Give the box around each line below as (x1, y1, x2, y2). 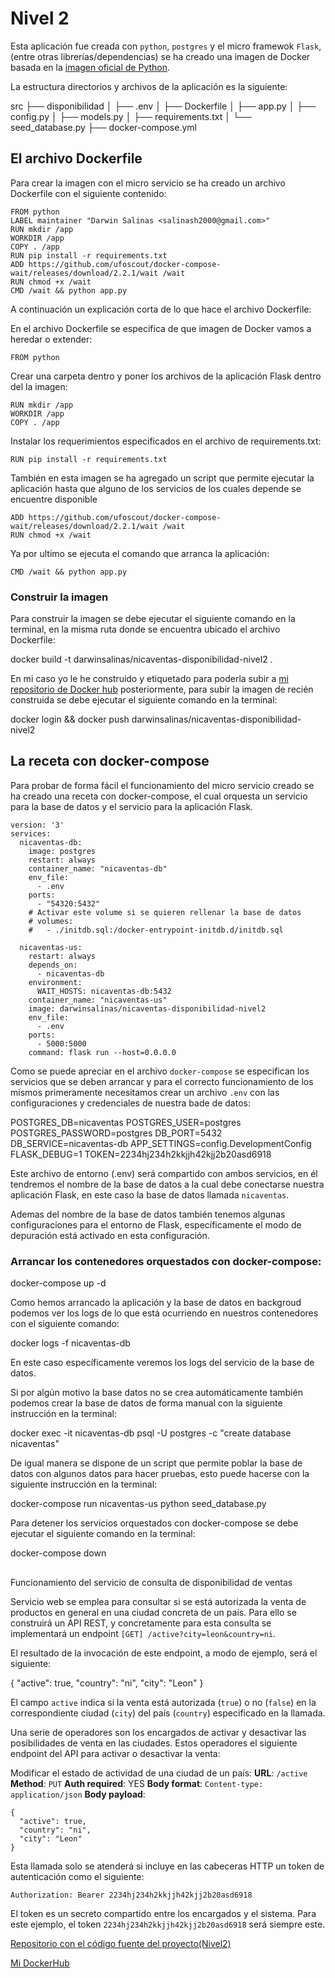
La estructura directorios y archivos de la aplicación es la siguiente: (10, 80, 288, 92)
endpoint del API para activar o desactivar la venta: (10, 1747, 221, 1759)
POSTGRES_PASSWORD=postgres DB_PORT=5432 (10, 1127, 223, 1139)
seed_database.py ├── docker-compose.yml (10, 121, 197, 133)
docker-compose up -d (10, 1277, 107, 1289)
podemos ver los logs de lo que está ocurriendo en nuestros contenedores (10, 1307, 319, 1319)
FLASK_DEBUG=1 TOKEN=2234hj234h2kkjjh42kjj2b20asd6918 (10, 1148, 272, 1160)
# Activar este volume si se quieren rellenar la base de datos (28, 907, 302, 917)
